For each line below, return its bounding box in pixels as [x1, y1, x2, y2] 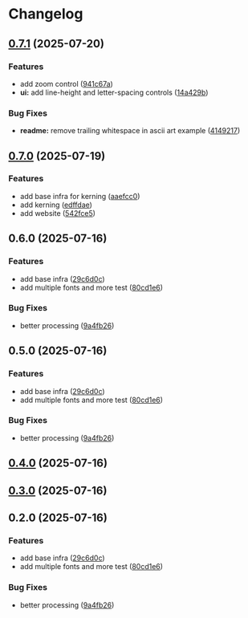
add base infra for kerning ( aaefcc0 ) [19, 191, 140, 201]
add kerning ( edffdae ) [19, 200, 92, 209]
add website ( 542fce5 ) [19, 208, 96, 218]
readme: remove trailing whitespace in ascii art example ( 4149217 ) [19, 126, 241, 136]
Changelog [8, 5, 83, 23]
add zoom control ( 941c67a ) [19, 79, 114, 88]
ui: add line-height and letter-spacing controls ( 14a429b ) [19, 87, 209, 97]
